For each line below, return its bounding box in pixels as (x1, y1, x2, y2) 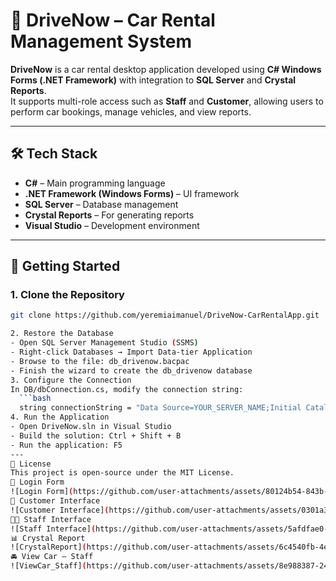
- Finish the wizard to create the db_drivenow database (10, 365, 253, 376)
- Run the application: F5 (10, 440, 123, 450)
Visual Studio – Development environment (24, 219, 200, 231)
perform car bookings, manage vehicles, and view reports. (10, 105, 252, 118)
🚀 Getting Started (10, 258, 121, 275)
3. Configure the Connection (10, 375, 132, 385)
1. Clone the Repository (10, 288, 125, 302)
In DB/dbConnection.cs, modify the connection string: (10, 384, 244, 394)
